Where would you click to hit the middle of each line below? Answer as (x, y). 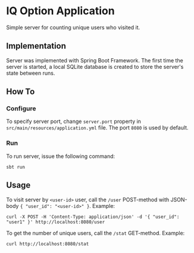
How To (21, 92)
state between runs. (31, 73)
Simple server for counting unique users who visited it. (73, 27)
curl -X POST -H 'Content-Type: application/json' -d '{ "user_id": (93, 217)
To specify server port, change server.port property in (74, 121)
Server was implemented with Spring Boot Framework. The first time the (95, 60)
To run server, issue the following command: (61, 156)
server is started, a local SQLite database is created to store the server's (95, 67)
